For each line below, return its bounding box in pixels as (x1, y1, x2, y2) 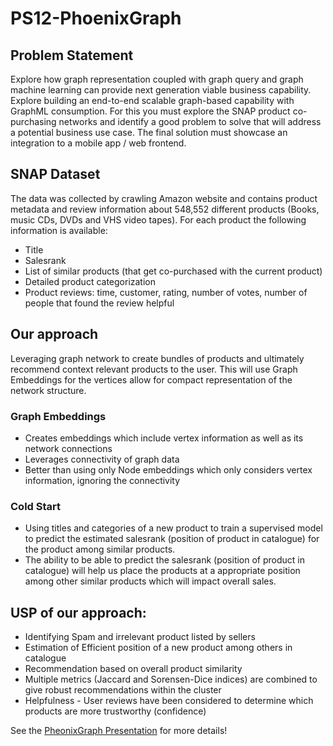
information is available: (10, 224, 108, 236)
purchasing (10, 116, 57, 127)
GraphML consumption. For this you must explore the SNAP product (10, 105, 291, 117)
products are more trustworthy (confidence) (24, 705, 207, 717)
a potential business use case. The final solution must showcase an (10, 127, 288, 138)
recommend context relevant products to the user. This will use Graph (10, 363, 298, 375)
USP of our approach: (10, 604, 147, 621)
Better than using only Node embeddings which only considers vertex (24, 463, 313, 476)
